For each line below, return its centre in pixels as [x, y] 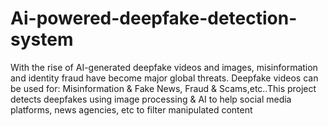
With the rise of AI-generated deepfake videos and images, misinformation [164, 67]
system [42, 39]
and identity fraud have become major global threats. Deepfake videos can [164, 78]
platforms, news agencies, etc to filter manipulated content [131, 109]
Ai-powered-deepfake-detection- [154, 18]
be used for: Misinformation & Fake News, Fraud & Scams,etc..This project [163, 88]
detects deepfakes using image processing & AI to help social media [151, 99]
